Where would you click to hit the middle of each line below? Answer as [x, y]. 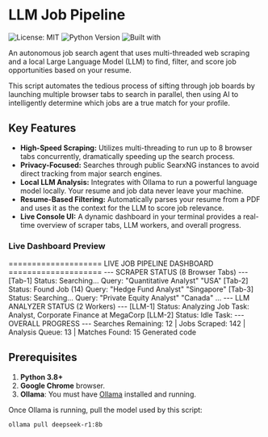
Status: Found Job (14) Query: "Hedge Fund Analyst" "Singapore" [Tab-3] [131, 289]
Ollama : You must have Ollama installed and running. [108, 394]
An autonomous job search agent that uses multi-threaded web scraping [129, 53]
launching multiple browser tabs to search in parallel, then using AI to [124, 94]
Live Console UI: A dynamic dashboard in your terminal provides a [131, 216]
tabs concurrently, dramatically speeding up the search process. [128, 156]
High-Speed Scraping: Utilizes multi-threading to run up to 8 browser [136, 148]
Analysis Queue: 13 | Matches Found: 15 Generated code [102, 332]
